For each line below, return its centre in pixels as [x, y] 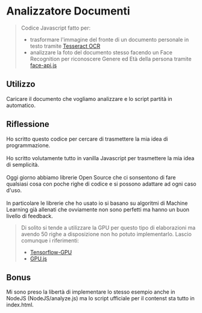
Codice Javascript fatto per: [56, 28]
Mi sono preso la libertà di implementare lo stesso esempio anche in [91, 292]
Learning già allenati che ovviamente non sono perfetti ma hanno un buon [98, 209]
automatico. [21, 105]
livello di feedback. [30, 216]
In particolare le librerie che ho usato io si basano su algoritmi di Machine [97, 203]
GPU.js [38, 259]
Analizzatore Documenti [68, 11]
